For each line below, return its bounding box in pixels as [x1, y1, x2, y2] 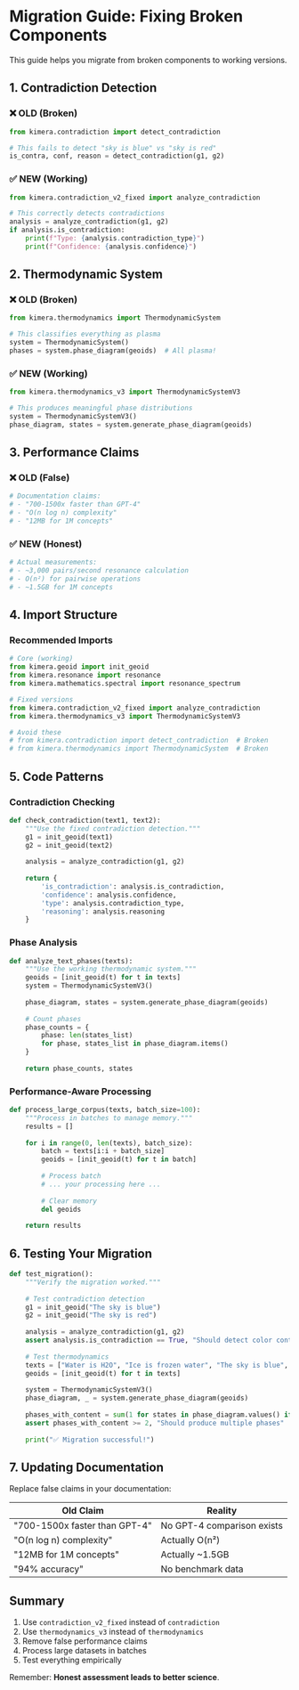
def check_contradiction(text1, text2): [9, 816, 162, 825]
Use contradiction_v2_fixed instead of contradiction [21, 1617, 220, 1628]
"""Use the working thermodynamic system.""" [25, 964, 198, 974]
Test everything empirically [21, 1654, 122, 1666]
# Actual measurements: [9, 558, 98, 567]
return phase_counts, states [25, 1064, 133, 1073]
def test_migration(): [9, 1270, 93, 1279]
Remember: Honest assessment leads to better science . [9, 1672, 220, 1683]
